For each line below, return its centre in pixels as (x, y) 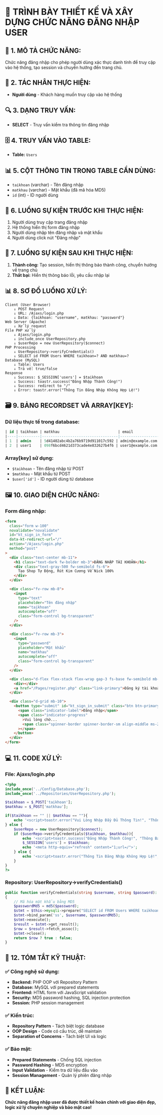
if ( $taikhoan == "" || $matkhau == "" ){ (47, 816)
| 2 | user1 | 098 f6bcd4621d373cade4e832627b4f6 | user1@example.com (81, 445)
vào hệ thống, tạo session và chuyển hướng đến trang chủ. (64, 67)
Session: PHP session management (48, 1003)
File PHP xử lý (20, 330)
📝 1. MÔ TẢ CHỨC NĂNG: (43, 50)
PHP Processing (20, 347)
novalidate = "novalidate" (34, 530)
